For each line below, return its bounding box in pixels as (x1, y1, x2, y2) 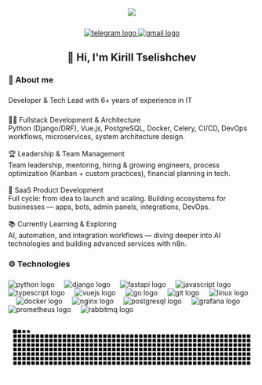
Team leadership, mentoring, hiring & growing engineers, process (8, 160, 220, 170)
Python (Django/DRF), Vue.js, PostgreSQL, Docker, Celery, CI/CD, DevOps (8, 123, 248, 133)
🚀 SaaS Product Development (8, 185, 104, 195)
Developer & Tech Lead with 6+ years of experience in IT (8, 96, 192, 105)
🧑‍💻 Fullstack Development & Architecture (8, 115, 141, 125)
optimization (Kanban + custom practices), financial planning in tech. (8, 169, 231, 178)
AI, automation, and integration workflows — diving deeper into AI (8, 231, 221, 240)
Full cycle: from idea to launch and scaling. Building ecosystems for (8, 194, 226, 203)
